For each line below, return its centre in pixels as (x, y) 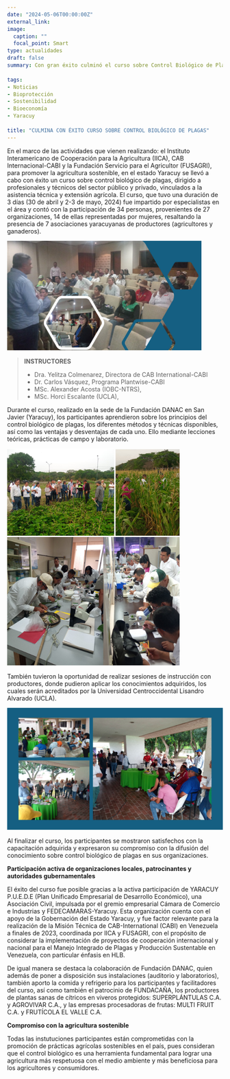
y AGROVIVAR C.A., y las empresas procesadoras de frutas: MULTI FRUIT (111, 1004)
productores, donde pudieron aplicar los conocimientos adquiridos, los (107, 684)
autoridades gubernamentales (51, 876)
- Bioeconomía (27, 109)
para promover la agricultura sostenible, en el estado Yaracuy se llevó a (108, 172)
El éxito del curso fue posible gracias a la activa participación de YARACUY (113, 889)
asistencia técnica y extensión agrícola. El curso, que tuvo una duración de (113, 194)
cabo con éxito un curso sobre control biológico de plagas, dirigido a (104, 180)
